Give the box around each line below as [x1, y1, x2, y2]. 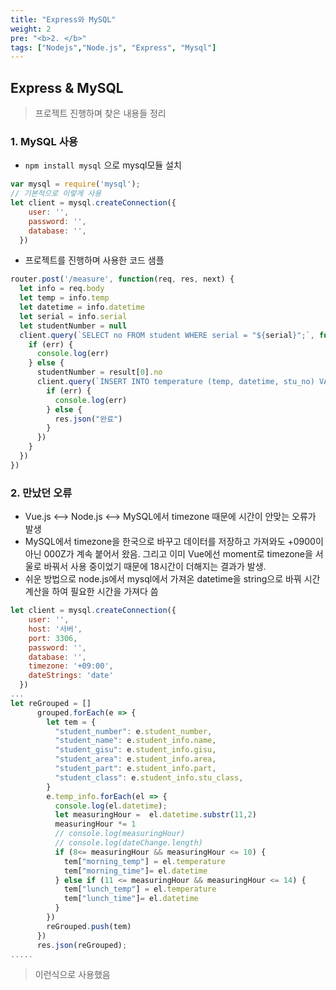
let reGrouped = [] [10, 698, 92, 708]
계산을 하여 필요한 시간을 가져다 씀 [24, 586, 159, 598]
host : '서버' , [28, 624, 83, 634]
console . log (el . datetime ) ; [54, 801, 168, 811]
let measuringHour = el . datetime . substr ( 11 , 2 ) [54, 810, 257, 820]
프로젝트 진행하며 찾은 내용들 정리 [34, 107, 167, 120]
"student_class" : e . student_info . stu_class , [54, 772, 244, 783]
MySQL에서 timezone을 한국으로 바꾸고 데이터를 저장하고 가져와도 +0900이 [24, 536, 324, 548]
